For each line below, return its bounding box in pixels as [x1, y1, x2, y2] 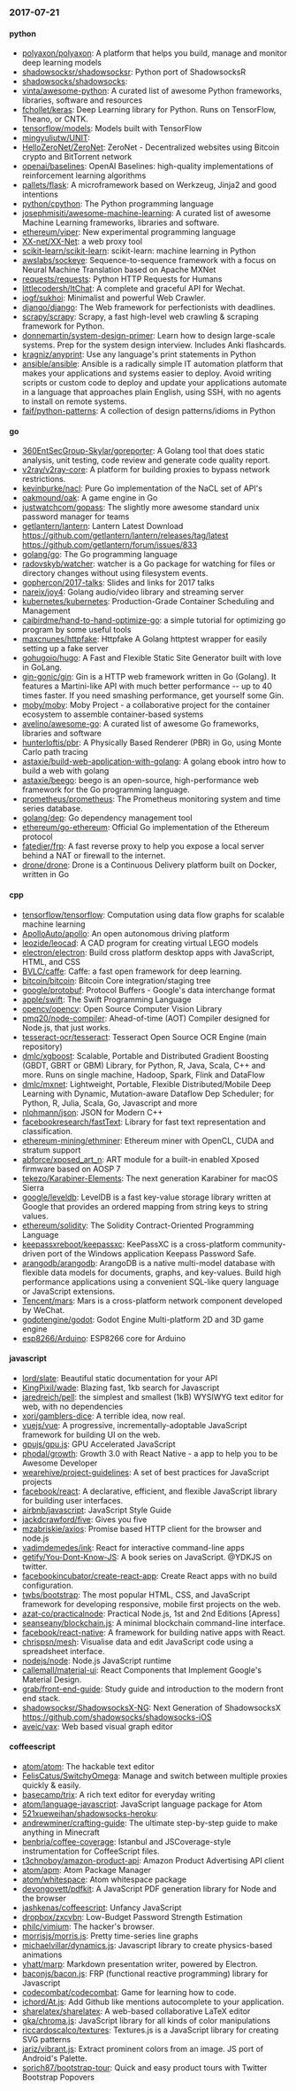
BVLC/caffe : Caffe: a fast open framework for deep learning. [21, 966, 243, 976]
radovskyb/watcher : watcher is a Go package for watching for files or [21, 558, 276, 569]
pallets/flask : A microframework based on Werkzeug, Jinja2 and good [21, 180, 277, 190]
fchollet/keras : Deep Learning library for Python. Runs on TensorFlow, [21, 105, 277, 115]
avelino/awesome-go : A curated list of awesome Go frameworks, [21, 719, 259, 729]
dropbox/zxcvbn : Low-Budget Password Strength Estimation [21, 1911, 243, 1922]
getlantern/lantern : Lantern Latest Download [21, 521, 184, 532]
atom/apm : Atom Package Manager [21, 1864, 152, 1875]
